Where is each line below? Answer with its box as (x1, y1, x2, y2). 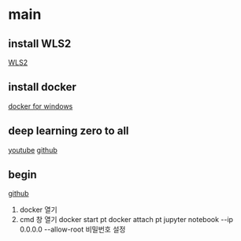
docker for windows (8, 101, 73, 111)
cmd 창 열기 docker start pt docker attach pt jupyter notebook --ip (19, 215, 234, 224)
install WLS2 (8, 37, 72, 50)
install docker (8, 80, 77, 94)
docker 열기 (19, 205, 57, 214)
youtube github (8, 145, 57, 154)
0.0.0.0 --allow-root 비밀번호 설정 (19, 224, 126, 234)
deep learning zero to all (8, 124, 129, 138)
